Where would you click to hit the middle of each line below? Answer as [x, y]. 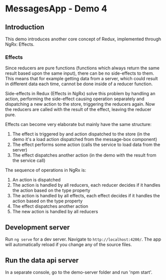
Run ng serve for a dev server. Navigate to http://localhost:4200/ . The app [83, 239]
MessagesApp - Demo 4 [56, 9]
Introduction [25, 27]
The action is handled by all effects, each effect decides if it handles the [86, 196]
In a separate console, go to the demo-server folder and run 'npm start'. [79, 272]
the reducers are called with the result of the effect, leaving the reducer [78, 110]
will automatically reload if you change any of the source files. [69, 245]
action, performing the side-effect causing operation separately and [75, 99]
